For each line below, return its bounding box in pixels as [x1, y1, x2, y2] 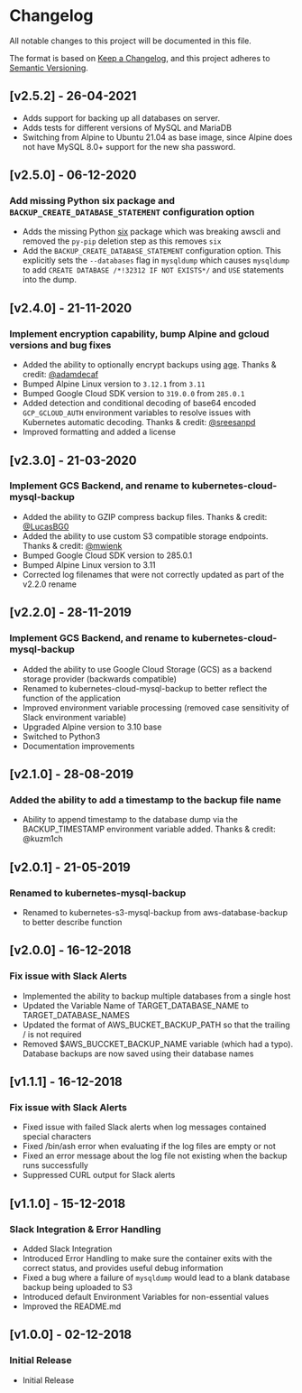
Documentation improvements [22, 740, 135, 751]
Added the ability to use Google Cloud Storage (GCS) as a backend [22, 664, 272, 674]
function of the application [22, 692, 121, 703]
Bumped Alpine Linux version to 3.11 [22, 559, 156, 570]
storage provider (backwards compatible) [22, 673, 178, 684]
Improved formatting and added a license [22, 426, 176, 438]
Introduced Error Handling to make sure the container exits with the [22, 1252, 273, 1264]
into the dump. [22, 274, 77, 285]
